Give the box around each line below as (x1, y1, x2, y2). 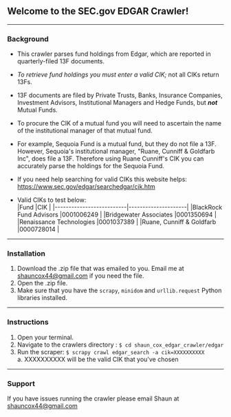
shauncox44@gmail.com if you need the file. (16, 272, 144, 280)
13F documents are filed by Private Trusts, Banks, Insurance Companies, (16, 91, 223, 99)
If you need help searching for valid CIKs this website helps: (16, 175, 188, 183)
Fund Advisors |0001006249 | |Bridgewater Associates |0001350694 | (16, 210, 217, 219)
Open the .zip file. (16, 279, 68, 287)
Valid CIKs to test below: (16, 196, 87, 204)
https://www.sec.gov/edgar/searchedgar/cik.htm (16, 183, 156, 191)
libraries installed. (16, 294, 67, 302)
